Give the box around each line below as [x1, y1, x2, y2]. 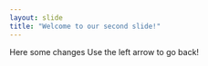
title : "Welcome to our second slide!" [9, 22, 161, 31]
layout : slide [9, 13, 64, 23]
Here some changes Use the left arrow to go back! [9, 46, 199, 57]
